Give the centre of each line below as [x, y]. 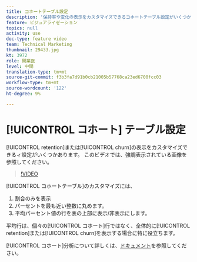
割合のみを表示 [33, 198]
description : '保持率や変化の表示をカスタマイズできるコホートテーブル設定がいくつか [99, 17]
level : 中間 [20, 66]
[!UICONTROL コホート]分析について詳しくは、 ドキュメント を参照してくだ [96, 246]
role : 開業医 [21, 61]
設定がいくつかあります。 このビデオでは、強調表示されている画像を [104, 154]
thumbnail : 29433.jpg [33, 50]
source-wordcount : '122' [36, 88]
